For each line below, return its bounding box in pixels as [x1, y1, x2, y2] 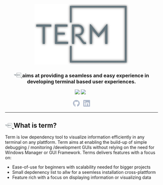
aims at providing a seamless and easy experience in [22, 72, 149, 79]
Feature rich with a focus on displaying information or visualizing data [12, 174, 151, 181]
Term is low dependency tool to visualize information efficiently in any [5, 134, 145, 140]
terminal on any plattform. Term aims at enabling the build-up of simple [5, 139, 147, 145]
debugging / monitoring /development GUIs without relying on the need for [5, 145, 155, 151]
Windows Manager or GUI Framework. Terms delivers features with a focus [5, 150, 156, 155]
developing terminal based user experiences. [27, 78, 136, 85]
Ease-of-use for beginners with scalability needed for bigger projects [12, 164, 151, 170]
